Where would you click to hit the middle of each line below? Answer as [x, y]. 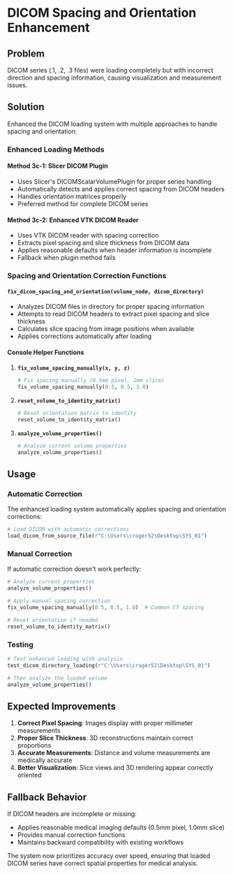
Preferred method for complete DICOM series [83, 203]
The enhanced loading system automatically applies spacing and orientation [117, 509]
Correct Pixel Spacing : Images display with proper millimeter [105, 723]
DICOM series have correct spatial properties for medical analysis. [103, 864]
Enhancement [48, 28]
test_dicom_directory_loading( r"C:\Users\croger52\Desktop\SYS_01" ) [109, 665]
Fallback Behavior [47, 797]
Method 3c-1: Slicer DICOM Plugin [58, 166]
